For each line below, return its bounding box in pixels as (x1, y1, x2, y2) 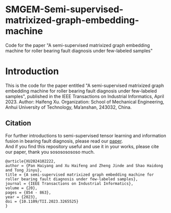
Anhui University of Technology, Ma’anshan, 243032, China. (5, 104, 132, 110)
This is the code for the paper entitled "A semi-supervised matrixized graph (5, 82, 164, 88)
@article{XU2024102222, (5, 158, 56, 164)
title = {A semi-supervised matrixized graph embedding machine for (5, 172, 154, 177)
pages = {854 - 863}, (5, 190, 52, 195)
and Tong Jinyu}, (5, 168, 42, 173)
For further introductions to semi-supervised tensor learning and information (5, 132, 166, 138)
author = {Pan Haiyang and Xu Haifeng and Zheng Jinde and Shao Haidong (5, 163, 163, 168)
